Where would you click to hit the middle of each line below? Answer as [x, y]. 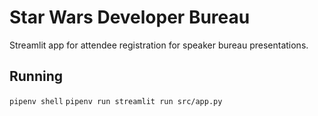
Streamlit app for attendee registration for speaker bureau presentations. [159, 45]
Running [36, 76]
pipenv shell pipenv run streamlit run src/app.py [116, 101]
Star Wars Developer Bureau [130, 17]
